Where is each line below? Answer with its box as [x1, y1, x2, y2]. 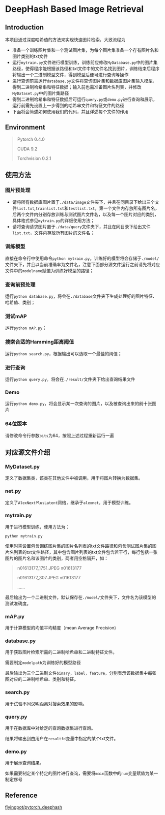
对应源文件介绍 [5, 448, 51, 456]
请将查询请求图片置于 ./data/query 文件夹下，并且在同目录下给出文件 [12, 223, 151, 229]
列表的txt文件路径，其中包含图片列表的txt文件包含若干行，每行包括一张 [13, 549, 158, 555]
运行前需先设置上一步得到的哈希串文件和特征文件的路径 [12, 102, 124, 108]
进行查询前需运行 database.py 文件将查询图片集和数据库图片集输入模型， [12, 78, 157, 84]
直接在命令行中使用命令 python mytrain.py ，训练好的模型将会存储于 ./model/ [5, 255, 159, 261]
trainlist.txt [35, 206, 65, 211]
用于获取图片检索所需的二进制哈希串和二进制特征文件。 [5, 649, 117, 655]
